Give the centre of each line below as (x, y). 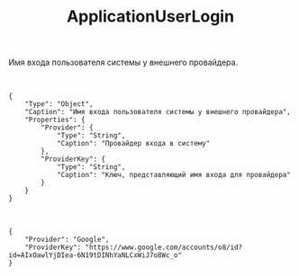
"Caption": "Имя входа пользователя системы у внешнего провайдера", (158, 112)
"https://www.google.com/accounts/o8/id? (164, 248)
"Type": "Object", (59, 104)
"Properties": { (55, 120)
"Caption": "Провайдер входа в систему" (133, 144)
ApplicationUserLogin (150, 17)
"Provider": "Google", (67, 240)
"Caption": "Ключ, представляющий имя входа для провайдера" (174, 175)
